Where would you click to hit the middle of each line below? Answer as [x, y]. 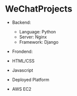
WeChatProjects [39, 9]
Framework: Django [39, 42]
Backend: [22, 22]
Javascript [23, 70]
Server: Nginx [33, 37]
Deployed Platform [31, 80]
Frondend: [22, 51]
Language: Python [38, 32]
